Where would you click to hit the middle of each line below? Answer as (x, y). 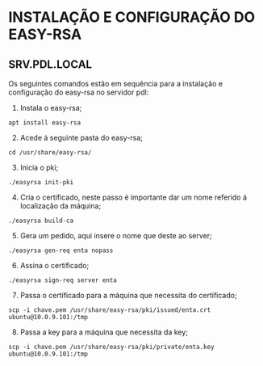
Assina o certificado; (54, 265)
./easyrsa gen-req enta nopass (61, 250)
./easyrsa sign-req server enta (63, 280)
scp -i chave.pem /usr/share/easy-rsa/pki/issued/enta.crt (110, 310)
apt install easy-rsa (45, 123)
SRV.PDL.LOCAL (50, 64)
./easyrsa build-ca (41, 221)
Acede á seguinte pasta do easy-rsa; (81, 138)
